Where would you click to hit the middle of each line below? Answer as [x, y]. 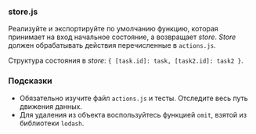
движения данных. [50, 106]
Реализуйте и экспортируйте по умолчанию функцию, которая [114, 29]
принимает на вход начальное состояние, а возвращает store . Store [122, 37]
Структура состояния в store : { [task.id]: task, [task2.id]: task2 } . [126, 60]
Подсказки [30, 81]
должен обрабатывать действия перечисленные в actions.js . [112, 45]
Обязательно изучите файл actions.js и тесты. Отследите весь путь [133, 98]
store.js [23, 12]
